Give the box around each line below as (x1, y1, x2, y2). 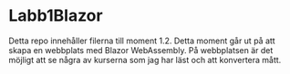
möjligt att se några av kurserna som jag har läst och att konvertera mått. (8, 54, 282, 65)
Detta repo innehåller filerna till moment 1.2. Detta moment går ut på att (8, 35, 275, 46)
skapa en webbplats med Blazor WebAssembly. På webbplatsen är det (8, 44, 274, 55)
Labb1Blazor (8, 5, 103, 26)
